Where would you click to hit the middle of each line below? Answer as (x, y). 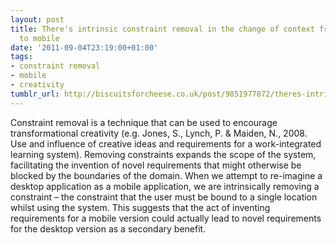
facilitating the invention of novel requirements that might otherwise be (156, 165)
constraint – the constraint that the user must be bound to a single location (164, 197)
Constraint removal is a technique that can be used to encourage (144, 122)
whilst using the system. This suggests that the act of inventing (140, 207)
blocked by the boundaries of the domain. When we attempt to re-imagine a (166, 175)
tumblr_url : (35, 94)
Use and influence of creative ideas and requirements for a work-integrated (166, 143)
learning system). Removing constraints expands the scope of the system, (163, 154)
